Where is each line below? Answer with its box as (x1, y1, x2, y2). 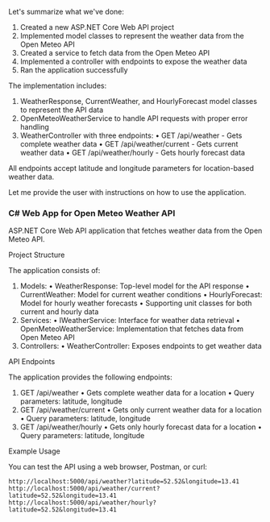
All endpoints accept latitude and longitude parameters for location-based (8, 164, 255, 172)
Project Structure (8, 250, 65, 260)
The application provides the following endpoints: (8, 372, 173, 382)
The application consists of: (8, 266, 101, 275)
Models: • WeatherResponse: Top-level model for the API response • (19, 281, 250, 291)
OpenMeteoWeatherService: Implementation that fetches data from (19, 324, 244, 333)
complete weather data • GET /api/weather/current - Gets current (19, 139, 239, 148)
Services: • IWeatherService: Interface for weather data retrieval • (19, 316, 240, 325)
